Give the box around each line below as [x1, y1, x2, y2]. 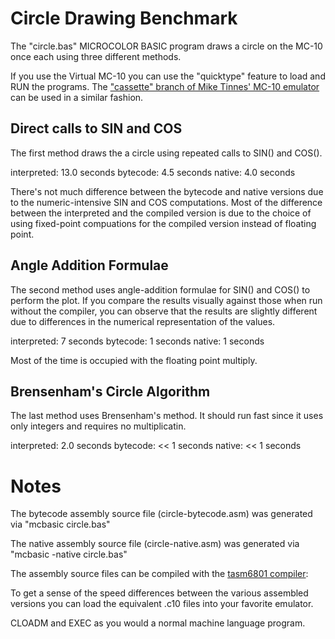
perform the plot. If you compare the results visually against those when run [10, 294, 323, 306]
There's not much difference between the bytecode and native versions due [10, 185, 324, 197]
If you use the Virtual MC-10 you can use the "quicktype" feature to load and [10, 70, 326, 82]
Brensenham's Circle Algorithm [10, 383, 211, 400]
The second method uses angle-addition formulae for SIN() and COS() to [10, 283, 311, 296]
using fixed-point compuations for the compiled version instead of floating [10, 217, 317, 229]
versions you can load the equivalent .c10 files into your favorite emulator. [10, 598, 314, 610]
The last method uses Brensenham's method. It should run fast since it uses [10, 410, 324, 422]
